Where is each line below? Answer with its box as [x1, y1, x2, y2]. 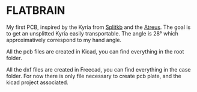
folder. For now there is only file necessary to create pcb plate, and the [6, 72, 181, 79]
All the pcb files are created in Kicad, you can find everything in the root [6, 48, 184, 55]
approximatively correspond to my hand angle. [6, 36, 122, 43]
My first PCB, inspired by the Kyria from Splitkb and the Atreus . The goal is [6, 23, 191, 31]
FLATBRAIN [6, 4, 65, 17]
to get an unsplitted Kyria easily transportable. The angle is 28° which [6, 29, 179, 37]
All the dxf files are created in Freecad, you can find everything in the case [6, 66, 191, 73]
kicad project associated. [6, 79, 69, 86]
